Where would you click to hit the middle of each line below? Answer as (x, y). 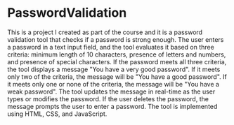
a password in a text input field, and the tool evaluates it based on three (111, 47)
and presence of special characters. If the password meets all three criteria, (117, 61)
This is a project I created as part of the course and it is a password (105, 32)
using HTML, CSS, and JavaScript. (57, 114)
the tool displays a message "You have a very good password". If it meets (114, 69)
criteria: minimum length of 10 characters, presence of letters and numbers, (117, 54)
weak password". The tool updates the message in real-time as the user (111, 91)
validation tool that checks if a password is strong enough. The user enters (116, 39)
